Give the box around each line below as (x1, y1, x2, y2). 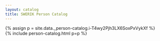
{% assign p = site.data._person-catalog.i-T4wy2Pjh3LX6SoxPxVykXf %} (5, 25, 156, 31)
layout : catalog (5, 7, 39, 12)
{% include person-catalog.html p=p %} (5, 30, 87, 36)
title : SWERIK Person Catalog (5, 12, 68, 17)
